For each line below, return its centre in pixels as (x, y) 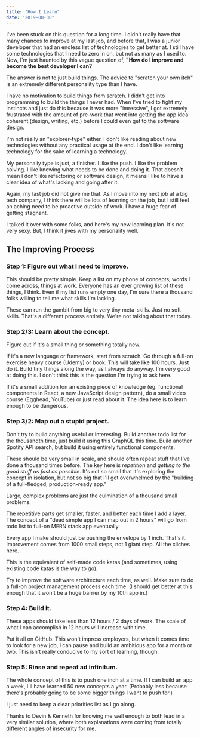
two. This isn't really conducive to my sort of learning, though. (83, 652)
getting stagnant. (27, 213)
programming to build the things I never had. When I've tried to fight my (94, 102)
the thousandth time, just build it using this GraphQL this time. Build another (99, 441)
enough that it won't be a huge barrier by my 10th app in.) (77, 592)
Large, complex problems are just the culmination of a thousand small (92, 496)
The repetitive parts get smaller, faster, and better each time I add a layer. (96, 513)
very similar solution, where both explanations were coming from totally (94, 722)
